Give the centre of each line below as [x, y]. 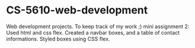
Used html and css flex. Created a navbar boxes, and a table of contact [93, 32]
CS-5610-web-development [77, 10]
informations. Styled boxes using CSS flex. [58, 39]
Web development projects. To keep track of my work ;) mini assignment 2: [98, 26]
